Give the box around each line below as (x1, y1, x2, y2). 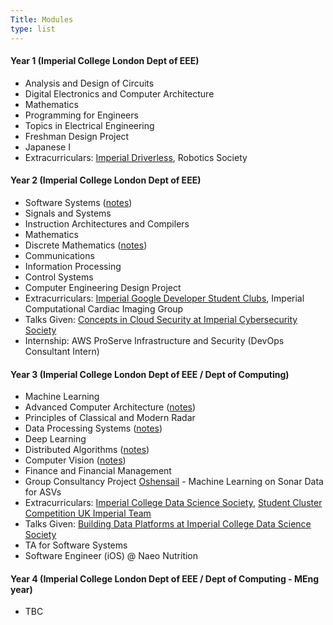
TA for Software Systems (24, 539, 128, 551)
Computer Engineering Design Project (24, 281, 182, 293)
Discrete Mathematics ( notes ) (24, 239, 148, 251)
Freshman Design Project (24, 130, 130, 142)
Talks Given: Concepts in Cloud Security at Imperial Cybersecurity (24, 313, 298, 325)
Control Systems (24, 271, 94, 283)
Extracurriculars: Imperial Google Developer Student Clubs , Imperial (24, 292, 305, 304)
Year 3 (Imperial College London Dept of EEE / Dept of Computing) (10, 368, 290, 380)
